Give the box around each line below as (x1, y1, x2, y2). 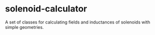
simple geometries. (5, 24, 44, 30)
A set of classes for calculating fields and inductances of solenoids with (5, 19, 151, 25)
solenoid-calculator (5, 3, 87, 14)
